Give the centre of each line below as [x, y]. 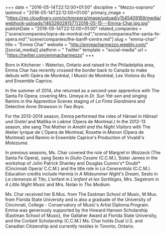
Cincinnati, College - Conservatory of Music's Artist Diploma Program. [77, 205]
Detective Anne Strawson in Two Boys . [45, 106]
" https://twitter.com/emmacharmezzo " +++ [50, 55]
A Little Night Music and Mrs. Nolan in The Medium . [58, 184]
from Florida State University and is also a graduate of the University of [78, 199]
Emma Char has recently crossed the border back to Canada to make [76, 70]
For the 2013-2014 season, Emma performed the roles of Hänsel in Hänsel [82, 116]
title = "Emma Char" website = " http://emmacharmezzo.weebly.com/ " [77, 44]
